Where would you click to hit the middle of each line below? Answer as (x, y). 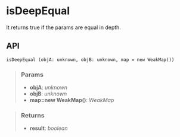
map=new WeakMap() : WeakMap (72, 100)
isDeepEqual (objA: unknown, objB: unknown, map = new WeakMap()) (90, 60)
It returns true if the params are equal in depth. (63, 27)
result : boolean (49, 128)
